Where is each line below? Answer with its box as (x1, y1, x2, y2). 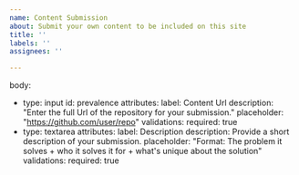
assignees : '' (9, 47, 64, 56)
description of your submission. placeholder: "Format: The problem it (22, 136, 283, 147)
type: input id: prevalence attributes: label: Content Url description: (22, 97, 273, 109)
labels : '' (9, 38, 51, 48)
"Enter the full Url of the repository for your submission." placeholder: (22, 107, 284, 118)
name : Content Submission (9, 13, 108, 23)
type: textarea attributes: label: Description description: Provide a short (22, 126, 290, 137)
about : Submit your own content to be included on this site (9, 22, 247, 31)
